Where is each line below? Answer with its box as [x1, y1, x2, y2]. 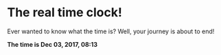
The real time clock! [7, 5, 122, 20]
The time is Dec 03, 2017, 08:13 [7, 40, 98, 48]
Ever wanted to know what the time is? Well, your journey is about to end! [7, 27, 215, 35]
